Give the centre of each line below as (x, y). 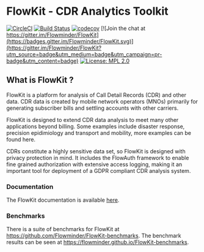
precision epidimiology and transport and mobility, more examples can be (99, 132)
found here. (21, 139)
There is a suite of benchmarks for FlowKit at (63, 229)
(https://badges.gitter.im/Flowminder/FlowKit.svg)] (70, 41)
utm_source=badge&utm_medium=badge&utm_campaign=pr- (84, 54)
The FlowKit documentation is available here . (63, 200)
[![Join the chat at (123, 28)
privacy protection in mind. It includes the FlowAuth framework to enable (98, 158)
